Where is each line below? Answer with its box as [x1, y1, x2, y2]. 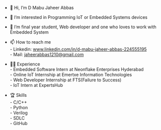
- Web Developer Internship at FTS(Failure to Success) [9, 77, 122, 83]
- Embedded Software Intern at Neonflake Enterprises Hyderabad [9, 66, 144, 72]
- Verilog [9, 110, 28, 116]
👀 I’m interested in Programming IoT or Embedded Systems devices [9, 14, 148, 20]
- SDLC [9, 115, 25, 121]
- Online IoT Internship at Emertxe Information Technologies [9, 72, 132, 77]
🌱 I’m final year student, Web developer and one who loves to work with [9, 24, 157, 30]
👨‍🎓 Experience [9, 61, 41, 67]
